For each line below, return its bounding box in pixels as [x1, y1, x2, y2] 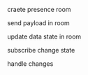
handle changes [7, 60, 54, 68]
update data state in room [7, 32, 82, 41]
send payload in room [7, 19, 70, 27]
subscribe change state [7, 46, 75, 54]
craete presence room [7, 6, 71, 13]
